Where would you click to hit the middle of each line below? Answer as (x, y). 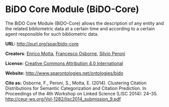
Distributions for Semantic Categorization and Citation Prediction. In (76, 88)
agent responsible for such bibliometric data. (52, 34)
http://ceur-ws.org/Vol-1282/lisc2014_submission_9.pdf (63, 99)
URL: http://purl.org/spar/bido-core (42, 43)
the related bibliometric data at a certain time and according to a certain (80, 28)
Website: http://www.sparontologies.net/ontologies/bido (64, 73)
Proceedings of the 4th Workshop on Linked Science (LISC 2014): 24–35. (81, 93)
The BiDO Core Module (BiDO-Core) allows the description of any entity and (85, 23)
